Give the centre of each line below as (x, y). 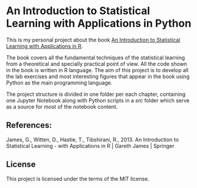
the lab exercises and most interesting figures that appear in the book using (98, 76)
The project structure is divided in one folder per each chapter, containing (96, 94)
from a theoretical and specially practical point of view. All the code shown (97, 64)
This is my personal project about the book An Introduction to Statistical (93, 40)
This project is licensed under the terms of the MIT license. (78, 179)
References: (29, 125)
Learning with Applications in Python (99, 23)
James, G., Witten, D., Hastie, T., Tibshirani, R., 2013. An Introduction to (92, 140)
